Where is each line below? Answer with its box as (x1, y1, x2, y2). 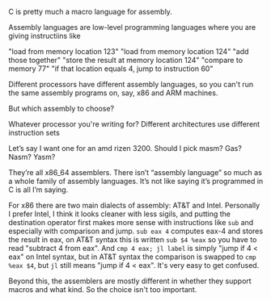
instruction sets (8, 128, 61, 137)
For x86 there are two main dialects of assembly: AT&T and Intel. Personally (8, 201, 260, 210)
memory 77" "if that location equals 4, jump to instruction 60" (8, 64, 214, 73)
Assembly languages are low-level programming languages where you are (8, 23, 256, 31)
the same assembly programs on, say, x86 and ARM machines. (8, 88, 218, 98)
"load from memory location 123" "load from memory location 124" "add (8, 47, 249, 56)
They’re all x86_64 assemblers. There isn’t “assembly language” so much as (8, 168, 263, 177)
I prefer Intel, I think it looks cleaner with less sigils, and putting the (8, 209, 231, 219)
